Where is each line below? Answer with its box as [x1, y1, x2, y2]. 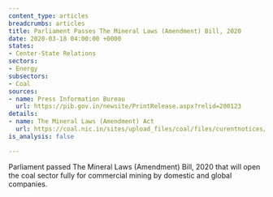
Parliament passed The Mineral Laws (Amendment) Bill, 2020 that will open [8, 161, 261, 171]
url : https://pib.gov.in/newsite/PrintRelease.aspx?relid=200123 [15, 102, 242, 110]
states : [8, 42, 35, 50]
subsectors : [8, 72, 49, 80]
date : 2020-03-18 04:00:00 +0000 [8, 34, 122, 43]
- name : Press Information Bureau [8, 95, 126, 103]
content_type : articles [8, 11, 89, 20]
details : [8, 110, 38, 118]
